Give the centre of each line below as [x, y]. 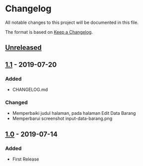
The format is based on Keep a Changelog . [49, 32]
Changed [17, 102]
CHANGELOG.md [30, 89]
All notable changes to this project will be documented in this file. [72, 22]
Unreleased [24, 48]
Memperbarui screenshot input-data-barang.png [62, 119]
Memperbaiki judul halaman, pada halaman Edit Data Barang [74, 113]
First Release [26, 159]
